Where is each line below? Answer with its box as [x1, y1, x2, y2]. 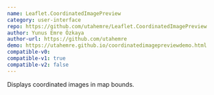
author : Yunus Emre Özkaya [7, 29, 84, 36]
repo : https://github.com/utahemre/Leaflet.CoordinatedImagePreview [7, 23, 207, 30]
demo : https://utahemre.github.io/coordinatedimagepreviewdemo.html [7, 42, 207, 49]
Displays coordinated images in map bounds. [7, 80, 135, 88]
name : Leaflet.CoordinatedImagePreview [7, 10, 121, 17]
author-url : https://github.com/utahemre [7, 36, 128, 43]
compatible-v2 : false [7, 61, 69, 68]
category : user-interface [7, 17, 81, 23]
